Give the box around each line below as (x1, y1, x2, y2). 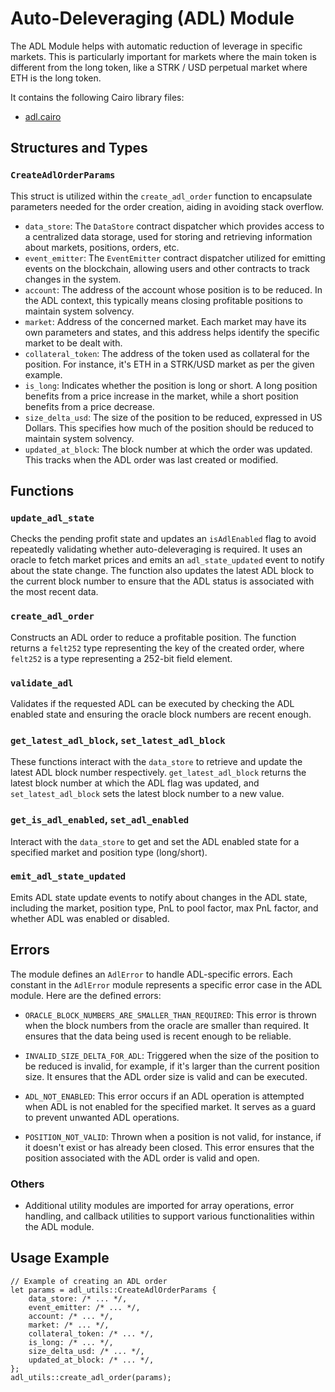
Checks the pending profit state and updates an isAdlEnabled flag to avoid (10, 533, 317, 545)
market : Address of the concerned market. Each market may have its (24, 315, 307, 327)
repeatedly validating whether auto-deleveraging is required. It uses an (10, 543, 303, 556)
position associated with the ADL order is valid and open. (24, 1152, 260, 1164)
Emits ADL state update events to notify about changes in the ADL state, (10, 891, 308, 903)
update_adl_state (10, 512, 95, 524)
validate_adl (10, 677, 74, 689)
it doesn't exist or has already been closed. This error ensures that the (24, 1141, 315, 1153)
